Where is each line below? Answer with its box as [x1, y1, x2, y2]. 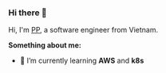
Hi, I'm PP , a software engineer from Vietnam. [8, 25, 159, 35]
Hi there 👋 [8, 7, 48, 18]
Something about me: [8, 40, 81, 50]
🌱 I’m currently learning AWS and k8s [19, 56, 144, 66]
